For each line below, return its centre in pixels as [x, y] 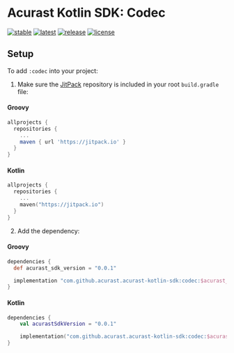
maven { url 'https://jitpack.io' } [73, 142]
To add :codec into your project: [53, 70]
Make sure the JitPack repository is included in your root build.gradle [118, 84]
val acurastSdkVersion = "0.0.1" [68, 324]
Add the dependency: [48, 230]
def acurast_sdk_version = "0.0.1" [65, 268]
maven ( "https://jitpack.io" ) [62, 205]
